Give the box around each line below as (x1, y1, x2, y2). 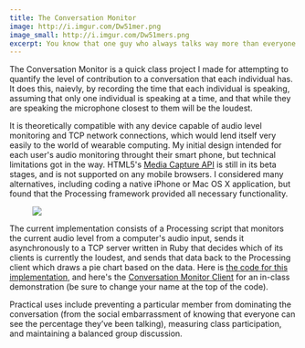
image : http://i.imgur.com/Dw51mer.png (9, 22, 162, 31)
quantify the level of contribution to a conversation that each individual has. (9, 74, 294, 85)
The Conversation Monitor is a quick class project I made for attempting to (9, 64, 289, 75)
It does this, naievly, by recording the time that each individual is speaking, (9, 83, 290, 94)
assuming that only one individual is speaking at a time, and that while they (9, 93, 291, 104)
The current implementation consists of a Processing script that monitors (9, 223, 285, 234)
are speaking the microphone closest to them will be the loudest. (9, 102, 253, 114)
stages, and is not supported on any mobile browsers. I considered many (9, 169, 284, 180)
